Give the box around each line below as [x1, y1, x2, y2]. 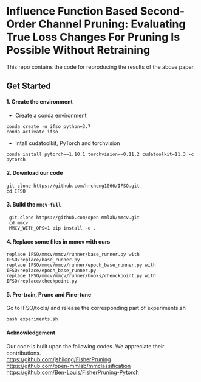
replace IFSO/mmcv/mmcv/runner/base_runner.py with [6, 252, 140, 258]
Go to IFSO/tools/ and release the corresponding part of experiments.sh [6, 305, 186, 312]
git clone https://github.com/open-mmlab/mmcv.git [9, 214, 140, 221]
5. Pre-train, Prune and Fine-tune [6, 291, 92, 298]
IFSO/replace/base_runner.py [6, 257, 80, 263]
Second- [140, 4, 185, 18]
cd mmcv [9, 219, 29, 226]
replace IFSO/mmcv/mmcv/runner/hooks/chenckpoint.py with [6, 273, 156, 279]
